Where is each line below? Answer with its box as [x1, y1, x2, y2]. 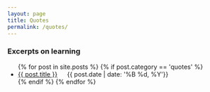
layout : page [7, 10, 46, 18]
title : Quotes [7, 17, 50, 24]
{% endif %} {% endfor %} [17, 77, 96, 86]
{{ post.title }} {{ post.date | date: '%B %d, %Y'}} [17, 70, 169, 78]
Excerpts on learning [7, 46, 81, 56]
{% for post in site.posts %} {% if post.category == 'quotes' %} [17, 63, 204, 71]
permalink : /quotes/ [7, 23, 69, 30]
